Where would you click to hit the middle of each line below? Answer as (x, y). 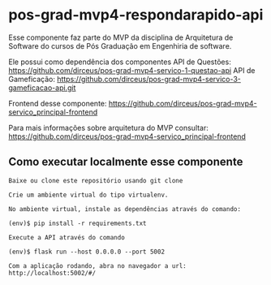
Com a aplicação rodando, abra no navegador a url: (97, 266)
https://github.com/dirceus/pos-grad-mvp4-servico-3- (149, 79)
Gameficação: (32, 79)
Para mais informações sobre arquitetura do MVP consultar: (109, 127)
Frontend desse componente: (58, 103)
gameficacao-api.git (42, 88)
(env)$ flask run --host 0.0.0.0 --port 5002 (86, 252)
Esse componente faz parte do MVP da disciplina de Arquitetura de (121, 37)
